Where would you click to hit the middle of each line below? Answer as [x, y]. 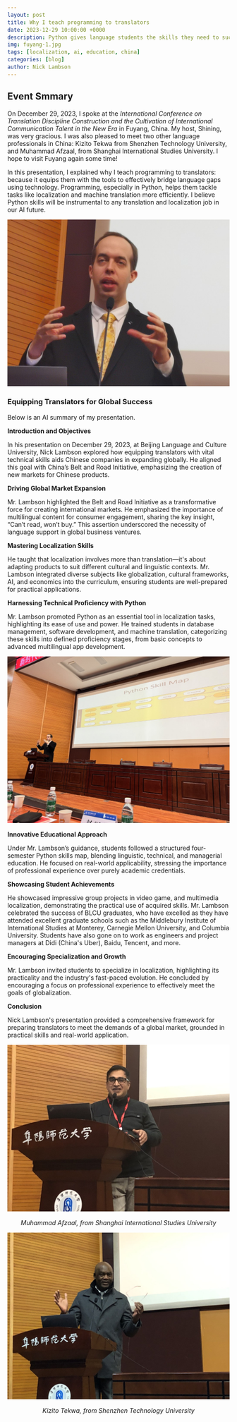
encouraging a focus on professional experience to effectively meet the [111, 985]
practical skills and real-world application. [68, 1035]
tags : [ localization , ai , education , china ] [74, 52]
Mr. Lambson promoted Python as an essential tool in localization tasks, [111, 616]
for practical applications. [44, 589]
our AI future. [26, 209]
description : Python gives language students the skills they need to [113, 37]
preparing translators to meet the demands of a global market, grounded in [116, 1027]
